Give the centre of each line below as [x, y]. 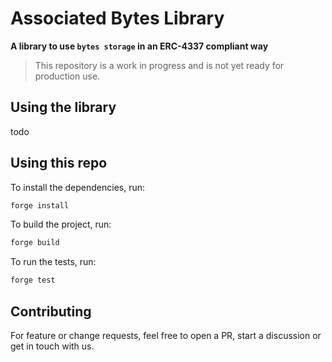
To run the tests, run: [53, 262]
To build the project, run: [61, 224]
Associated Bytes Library [117, 18]
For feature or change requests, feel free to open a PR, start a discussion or [166, 335]
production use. [67, 76]
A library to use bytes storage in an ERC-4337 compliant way [139, 46]
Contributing [51, 311]
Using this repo [59, 163]
